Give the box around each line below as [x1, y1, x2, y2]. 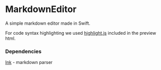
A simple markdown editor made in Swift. [5, 20, 91, 26]
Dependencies [5, 48, 42, 55]
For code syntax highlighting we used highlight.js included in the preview [5, 30, 156, 36]
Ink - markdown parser [5, 59, 53, 65]
